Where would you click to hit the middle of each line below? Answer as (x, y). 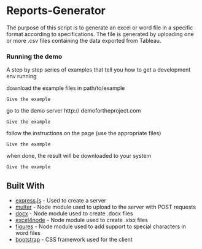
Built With (25, 186)
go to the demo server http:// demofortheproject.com (74, 111)
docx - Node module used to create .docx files (74, 214)
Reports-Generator (56, 11)
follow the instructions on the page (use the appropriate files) (84, 133)
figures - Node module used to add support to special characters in (100, 226)
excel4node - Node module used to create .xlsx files (82, 220)
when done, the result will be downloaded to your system (79, 156)
